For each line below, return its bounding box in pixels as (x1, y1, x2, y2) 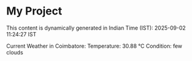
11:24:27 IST (6, 30, 36, 37)
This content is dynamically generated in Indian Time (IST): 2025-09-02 (6, 24, 186, 31)
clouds (6, 48, 24, 56)
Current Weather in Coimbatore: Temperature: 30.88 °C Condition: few (6, 42, 183, 50)
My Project (6, 4, 62, 18)
